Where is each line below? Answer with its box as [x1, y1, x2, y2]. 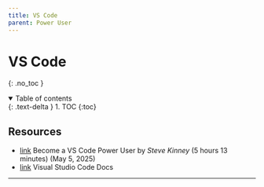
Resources [8, 125, 62, 138]
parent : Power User [8, 19, 72, 27]
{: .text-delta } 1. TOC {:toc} [8, 102, 97, 112]
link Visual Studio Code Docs [19, 163, 114, 172]
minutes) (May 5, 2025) [19, 154, 96, 163]
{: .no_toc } [8, 79, 44, 88]
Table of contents [15, 93, 72, 103]
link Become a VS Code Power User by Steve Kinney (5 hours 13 [19, 146, 228, 156]
